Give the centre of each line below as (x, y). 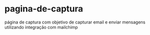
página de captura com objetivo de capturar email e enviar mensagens (75, 22)
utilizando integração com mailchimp (41, 27)
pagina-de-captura (44, 9)
